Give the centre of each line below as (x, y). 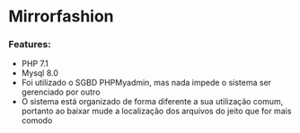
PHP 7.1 (35, 63)
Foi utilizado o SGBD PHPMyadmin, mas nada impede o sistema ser (146, 83)
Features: (30, 45)
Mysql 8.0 (40, 73)
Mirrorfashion (61, 17)
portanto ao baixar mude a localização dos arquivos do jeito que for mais (156, 111)
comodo (37, 121)
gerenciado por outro (61, 92)
